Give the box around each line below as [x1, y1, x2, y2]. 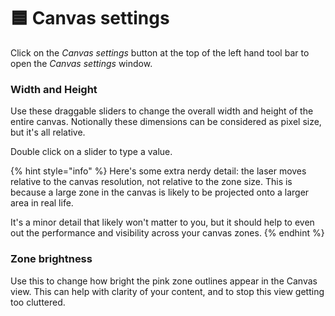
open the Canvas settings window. [10, 57, 153, 69]
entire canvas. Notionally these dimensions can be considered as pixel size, [10, 116, 322, 128]
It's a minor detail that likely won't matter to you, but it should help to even [10, 216, 315, 229]
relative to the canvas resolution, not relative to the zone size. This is [10, 176, 293, 188]
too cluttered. [10, 296, 66, 308]
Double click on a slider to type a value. [10, 146, 173, 158]
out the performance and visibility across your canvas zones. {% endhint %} [10, 227, 325, 239]
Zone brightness [10, 252, 93, 266]
